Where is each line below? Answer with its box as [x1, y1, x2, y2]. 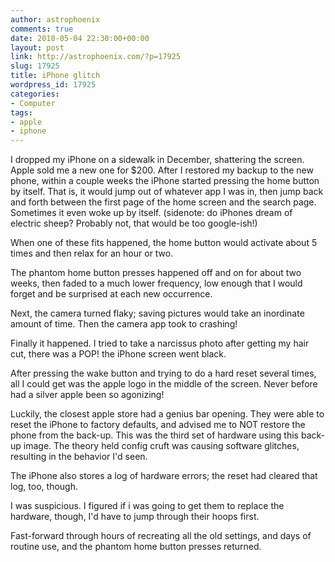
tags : [10, 107, 33, 118]
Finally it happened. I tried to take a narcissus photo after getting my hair [10, 337, 310, 350]
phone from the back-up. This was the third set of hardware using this [10, 429, 299, 441]
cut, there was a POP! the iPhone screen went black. [10, 348, 227, 360]
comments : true [10, 24, 74, 34]
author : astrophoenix [10, 14, 101, 25]
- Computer [10, 98, 56, 108]
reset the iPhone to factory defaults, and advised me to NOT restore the [10, 419, 306, 431]
